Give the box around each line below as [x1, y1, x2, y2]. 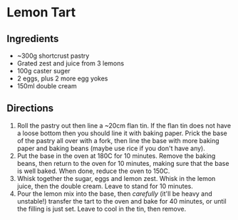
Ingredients [6, 33, 59, 45]
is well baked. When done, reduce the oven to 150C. [16, 167, 170, 175]
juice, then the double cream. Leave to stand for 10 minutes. [16, 182, 194, 190]
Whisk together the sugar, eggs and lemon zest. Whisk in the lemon [16, 174, 216, 182]
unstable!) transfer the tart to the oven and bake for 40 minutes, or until [16, 197, 227, 205]
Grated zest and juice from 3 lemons [16, 59, 125, 68]
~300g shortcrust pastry [16, 51, 90, 60]
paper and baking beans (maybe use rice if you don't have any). [16, 144, 206, 152]
